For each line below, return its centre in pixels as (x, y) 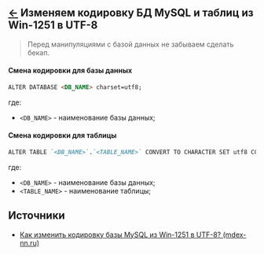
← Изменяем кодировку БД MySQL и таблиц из (131, 13)
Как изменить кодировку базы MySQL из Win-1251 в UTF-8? (120, 235)
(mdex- (235, 235)
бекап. (38, 52)
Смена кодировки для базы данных (70, 71)
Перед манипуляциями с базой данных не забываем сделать (130, 44)
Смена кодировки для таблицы (62, 135)
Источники (37, 216)
